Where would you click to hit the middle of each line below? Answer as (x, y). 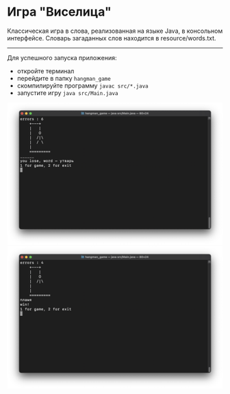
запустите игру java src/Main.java (67, 92)
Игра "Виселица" (59, 12)
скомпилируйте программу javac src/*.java (82, 86)
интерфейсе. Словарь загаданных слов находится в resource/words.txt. (112, 38)
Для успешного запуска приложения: (62, 57)
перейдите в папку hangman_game (64, 78)
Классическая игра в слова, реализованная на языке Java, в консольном (115, 31)
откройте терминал (46, 71)
